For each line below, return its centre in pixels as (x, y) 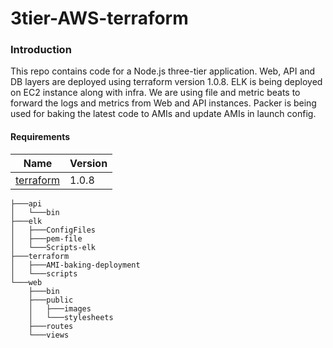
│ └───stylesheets (71, 317)
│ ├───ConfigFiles (53, 230)
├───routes (51, 326)
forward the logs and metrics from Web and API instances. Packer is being (163, 103)
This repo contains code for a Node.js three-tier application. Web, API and (163, 71)
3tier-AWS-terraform (99, 18)
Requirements (40, 137)
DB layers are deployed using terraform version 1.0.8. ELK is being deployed (166, 82)
